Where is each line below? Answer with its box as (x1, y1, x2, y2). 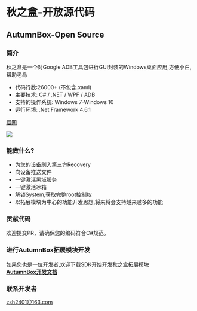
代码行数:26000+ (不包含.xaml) (14, 83, 92, 90)
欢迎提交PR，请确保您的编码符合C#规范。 (6, 230, 109, 237)
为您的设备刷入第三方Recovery (14, 161, 91, 168)
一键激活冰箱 (14, 184, 47, 191)
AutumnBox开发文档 (6, 268, 58, 275)
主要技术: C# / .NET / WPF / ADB (14, 91, 96, 98)
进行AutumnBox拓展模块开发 (6, 246, 91, 254)
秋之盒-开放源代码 (6, 5, 96, 19)
